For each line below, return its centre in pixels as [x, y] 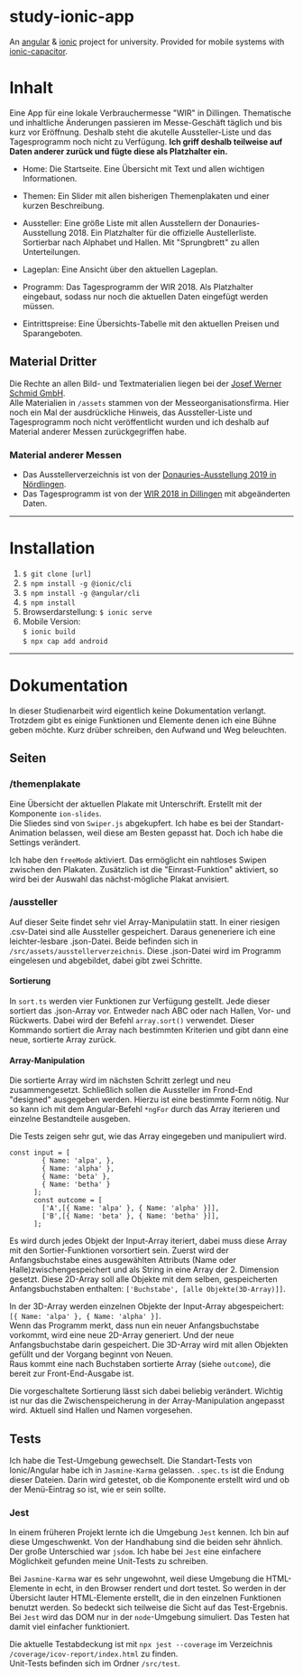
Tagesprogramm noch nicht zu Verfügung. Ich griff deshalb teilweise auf [146, 141]
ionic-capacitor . [39, 51]
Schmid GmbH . [37, 393]
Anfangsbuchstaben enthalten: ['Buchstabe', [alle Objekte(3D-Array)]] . [147, 1289]
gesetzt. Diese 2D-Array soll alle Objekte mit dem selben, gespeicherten [143, 1279]
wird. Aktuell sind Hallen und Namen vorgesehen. [101, 1410]
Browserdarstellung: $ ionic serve [87, 611]
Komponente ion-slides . [55, 813]
